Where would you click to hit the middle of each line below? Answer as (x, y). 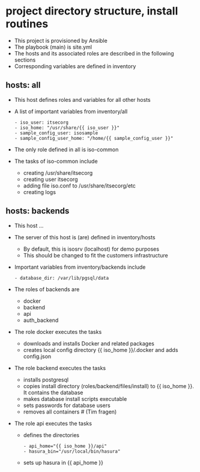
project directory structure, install (92, 11)
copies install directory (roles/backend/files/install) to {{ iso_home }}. (109, 386)
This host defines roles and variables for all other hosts (82, 99)
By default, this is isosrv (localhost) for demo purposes (91, 249)
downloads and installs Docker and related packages (89, 343)
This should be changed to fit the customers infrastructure (96, 255)
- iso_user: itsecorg (41, 122)
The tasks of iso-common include (56, 161)
